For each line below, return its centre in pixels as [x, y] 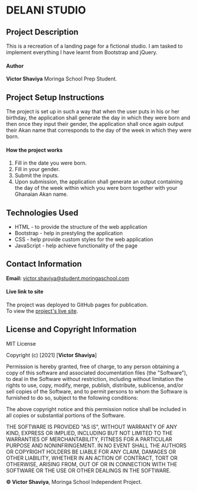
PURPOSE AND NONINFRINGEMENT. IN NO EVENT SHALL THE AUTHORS [96, 445]
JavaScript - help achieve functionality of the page [76, 246]
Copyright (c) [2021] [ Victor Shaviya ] [51, 355]
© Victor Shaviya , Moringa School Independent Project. [74, 482]
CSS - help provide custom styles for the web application [84, 239]
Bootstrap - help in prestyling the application [69, 233]
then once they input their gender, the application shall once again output [95, 124]
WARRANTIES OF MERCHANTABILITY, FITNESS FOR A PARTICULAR [89, 439]
